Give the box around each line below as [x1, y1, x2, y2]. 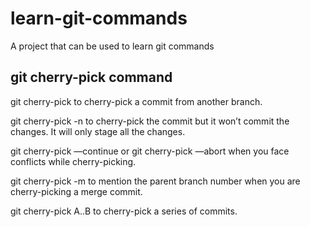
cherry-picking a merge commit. [10, 185, 143, 197]
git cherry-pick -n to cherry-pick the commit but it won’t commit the [10, 115, 290, 127]
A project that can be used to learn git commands [10, 40, 215, 52]
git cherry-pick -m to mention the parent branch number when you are [10, 175, 301, 187]
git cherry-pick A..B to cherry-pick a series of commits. [10, 205, 238, 217]
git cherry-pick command [10, 69, 173, 86]
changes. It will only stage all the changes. [10, 125, 186, 137]
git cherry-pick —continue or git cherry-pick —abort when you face [10, 145, 290, 157]
